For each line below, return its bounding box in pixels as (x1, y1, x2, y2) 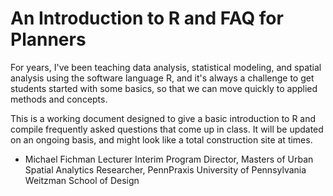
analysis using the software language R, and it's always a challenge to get (10, 72, 315, 84)
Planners (10, 28, 87, 51)
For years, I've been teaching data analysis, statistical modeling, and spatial (10, 61, 322, 73)
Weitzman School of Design (24, 174, 140, 186)
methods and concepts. (10, 93, 108, 105)
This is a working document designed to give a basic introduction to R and (10, 112, 317, 124)
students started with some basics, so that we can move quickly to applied (10, 82, 318, 94)
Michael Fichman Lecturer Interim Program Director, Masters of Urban (24, 153, 314, 165)
